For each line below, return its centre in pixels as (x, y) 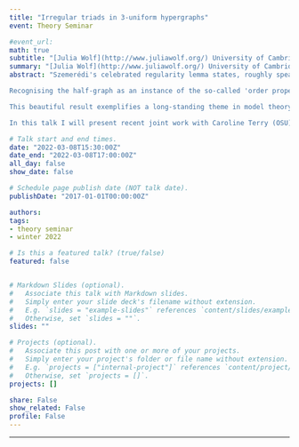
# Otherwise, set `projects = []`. (79, 375)
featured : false (39, 262)
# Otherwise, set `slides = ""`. (75, 318)
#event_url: (31, 42)
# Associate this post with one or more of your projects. (125, 351)
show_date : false (41, 172)
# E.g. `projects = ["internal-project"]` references (115, 367)
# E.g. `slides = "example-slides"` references (103, 310)
